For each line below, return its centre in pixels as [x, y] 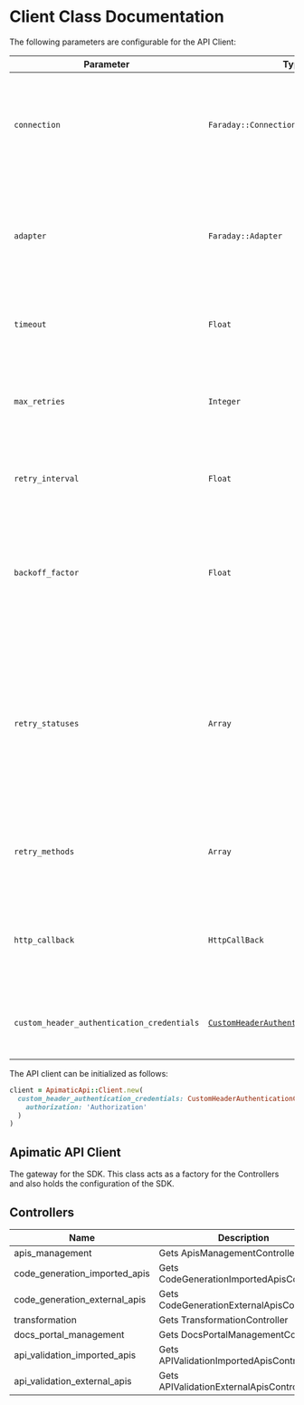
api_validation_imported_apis [75, 1355]
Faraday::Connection [252, 125]
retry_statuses [47, 723]
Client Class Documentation [117, 17]
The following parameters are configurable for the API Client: [123, 42]
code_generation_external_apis [80, 1299]
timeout [30, 324]
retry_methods [44, 851]
